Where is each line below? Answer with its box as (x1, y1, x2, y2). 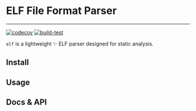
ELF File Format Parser (6, 4, 117, 18)
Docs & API (6, 98, 47, 107)
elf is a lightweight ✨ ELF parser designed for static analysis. (6, 40, 153, 47)
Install (6, 57, 29, 68)
